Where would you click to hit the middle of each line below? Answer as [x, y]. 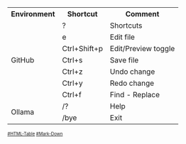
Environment [33, 14]
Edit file [122, 37]
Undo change [132, 72]
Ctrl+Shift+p [83, 49]
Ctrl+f [72, 95]
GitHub [23, 60]
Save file [124, 60]
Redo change [132, 83]
